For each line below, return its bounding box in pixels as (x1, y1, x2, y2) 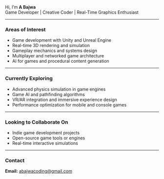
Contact (5, 157, 25, 164)
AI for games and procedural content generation (12, 58, 109, 64)
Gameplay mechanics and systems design (12, 48, 98, 53)
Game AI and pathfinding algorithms (12, 91, 85, 97)
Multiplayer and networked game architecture (12, 53, 104, 59)
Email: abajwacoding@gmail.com (5, 168, 72, 174)
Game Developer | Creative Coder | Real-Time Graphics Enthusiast (5, 9, 139, 15)
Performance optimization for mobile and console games (12, 102, 127, 107)
